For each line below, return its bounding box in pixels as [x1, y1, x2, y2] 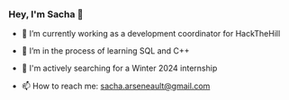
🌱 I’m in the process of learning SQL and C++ [21, 46, 190, 56]
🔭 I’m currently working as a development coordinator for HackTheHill [21, 29, 281, 39]
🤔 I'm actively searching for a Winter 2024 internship [21, 62, 218, 74]
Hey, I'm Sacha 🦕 [8, 8, 84, 21]
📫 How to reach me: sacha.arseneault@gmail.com [21, 80, 211, 92]
